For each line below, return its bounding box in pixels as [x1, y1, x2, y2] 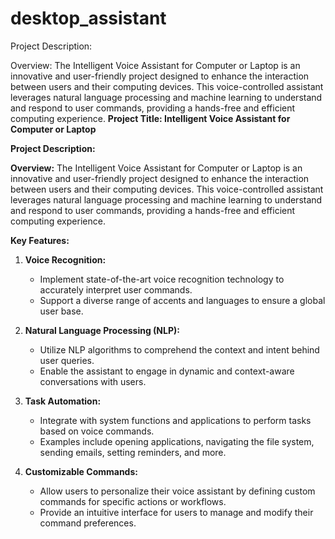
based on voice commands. [39, 425, 155, 437]
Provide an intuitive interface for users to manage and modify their [39, 506, 314, 518]
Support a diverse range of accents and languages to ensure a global [39, 294, 326, 306]
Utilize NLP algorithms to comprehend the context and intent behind [39, 343, 320, 356]
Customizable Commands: [24, 465, 138, 477]
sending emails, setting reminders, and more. [39, 446, 227, 458]
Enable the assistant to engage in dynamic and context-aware [39, 365, 295, 377]
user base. [39, 305, 84, 317]
